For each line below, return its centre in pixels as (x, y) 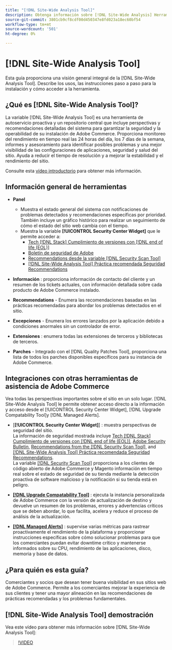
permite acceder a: (40, 236)
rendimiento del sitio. (27, 161)
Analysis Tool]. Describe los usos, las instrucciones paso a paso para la (81, 83)
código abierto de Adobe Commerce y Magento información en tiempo (88, 469)
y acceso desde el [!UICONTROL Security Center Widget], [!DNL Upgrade (83, 410)
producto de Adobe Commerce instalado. (56, 290)
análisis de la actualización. (41, 517)
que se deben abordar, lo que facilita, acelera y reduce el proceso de (85, 511)
